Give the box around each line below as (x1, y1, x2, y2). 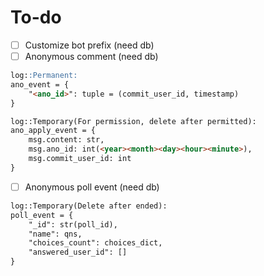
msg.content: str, (28, 135, 105, 145)
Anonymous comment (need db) (24, 51, 159, 62)
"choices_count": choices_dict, (28, 238, 163, 248)
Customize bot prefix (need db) (24, 39, 155, 51)
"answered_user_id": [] (28, 247, 128, 258)
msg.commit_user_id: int (28, 154, 132, 164)
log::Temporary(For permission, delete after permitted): (10, 116, 257, 126)
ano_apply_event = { (10, 126, 97, 136)
